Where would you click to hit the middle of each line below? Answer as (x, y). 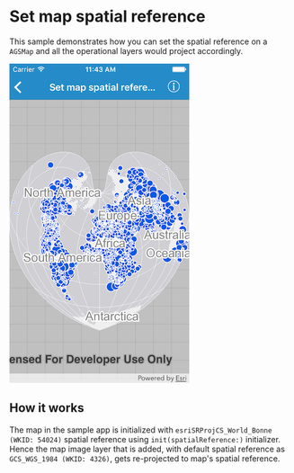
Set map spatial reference (107, 17)
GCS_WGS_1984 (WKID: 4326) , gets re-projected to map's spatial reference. (145, 458)
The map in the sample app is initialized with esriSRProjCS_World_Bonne (141, 430)
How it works (47, 408)
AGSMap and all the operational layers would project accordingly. (126, 50)
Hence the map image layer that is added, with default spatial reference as (147, 449)
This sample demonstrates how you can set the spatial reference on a (138, 41)
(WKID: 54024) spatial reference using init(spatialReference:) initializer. (145, 439)
